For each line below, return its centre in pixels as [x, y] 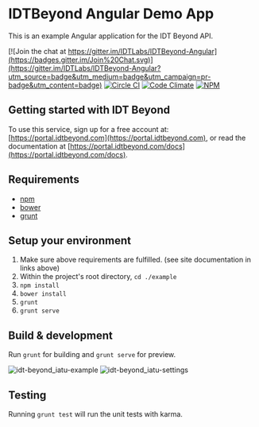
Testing [27, 395]
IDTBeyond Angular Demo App [111, 14]
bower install [43, 294]
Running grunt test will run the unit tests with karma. [95, 414]
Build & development [60, 335]
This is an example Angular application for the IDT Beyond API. [111, 36]
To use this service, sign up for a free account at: [89, 129]
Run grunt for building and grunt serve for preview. [92, 355]
